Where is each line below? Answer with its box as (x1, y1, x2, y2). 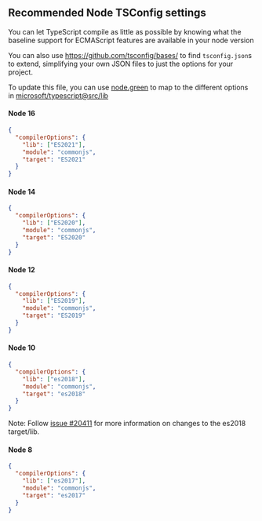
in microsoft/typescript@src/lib (8, 90, 108, 100)
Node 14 (8, 187, 36, 196)
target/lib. (8, 427, 40, 436)
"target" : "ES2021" (22, 155, 86, 163)
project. (8, 67, 34, 77)
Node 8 (8, 445, 33, 454)
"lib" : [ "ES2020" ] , (22, 219, 86, 227)
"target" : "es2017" (22, 491, 86, 499)
